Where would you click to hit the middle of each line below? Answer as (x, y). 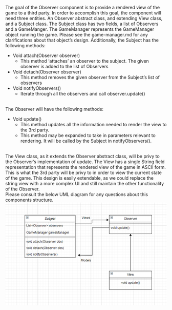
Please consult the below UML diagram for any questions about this (77, 194)
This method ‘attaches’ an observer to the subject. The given (85, 61)
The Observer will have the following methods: (55, 109)
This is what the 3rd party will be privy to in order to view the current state (84, 172)
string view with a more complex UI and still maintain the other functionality (85, 183)
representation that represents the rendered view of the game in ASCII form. (86, 167)
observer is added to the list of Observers (64, 66)
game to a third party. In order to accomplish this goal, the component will (83, 13)
